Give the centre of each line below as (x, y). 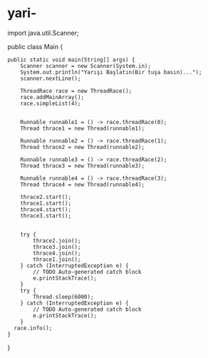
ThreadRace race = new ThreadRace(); (76, 91)
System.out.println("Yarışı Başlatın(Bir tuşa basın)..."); (111, 72)
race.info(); (33, 328)
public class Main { (35, 46)
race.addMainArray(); (52, 97)
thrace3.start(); (46, 215)
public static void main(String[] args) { (71, 60)
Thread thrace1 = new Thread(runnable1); (82, 128)
